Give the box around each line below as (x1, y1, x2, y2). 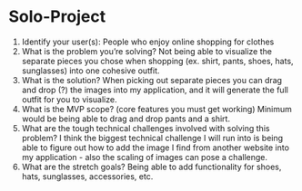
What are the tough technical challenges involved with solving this (21, 122, 270, 133)
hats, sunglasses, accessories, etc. (21, 170, 154, 182)
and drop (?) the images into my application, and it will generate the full (21, 84, 288, 95)
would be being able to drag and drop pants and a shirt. (21, 113, 231, 124)
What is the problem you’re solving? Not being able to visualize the (21, 45, 272, 56)
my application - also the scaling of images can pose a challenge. (21, 151, 267, 162)
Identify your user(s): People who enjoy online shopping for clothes (21, 36, 275, 47)
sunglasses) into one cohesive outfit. (21, 65, 160, 76)
